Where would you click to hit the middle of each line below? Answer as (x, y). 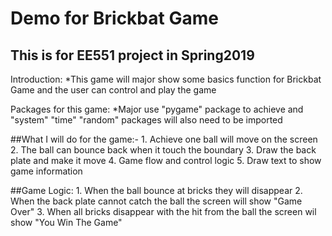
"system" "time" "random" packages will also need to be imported (146, 120)
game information (46, 171)
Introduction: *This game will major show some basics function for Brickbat (166, 79)
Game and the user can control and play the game (113, 90)
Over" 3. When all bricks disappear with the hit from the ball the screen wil (163, 211)
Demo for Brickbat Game (114, 18)
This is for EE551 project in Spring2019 (132, 55)
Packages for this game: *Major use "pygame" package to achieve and (157, 109)
